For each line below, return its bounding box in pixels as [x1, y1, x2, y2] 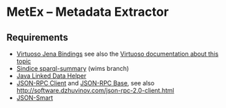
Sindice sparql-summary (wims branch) [16, 65, 130, 72]
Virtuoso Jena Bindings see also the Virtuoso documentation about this [16, 50, 218, 58]
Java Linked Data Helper [16, 72, 87, 80]
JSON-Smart [16, 94, 53, 102]
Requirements [6, 32, 68, 43]
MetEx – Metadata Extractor [6, 4, 169, 20]
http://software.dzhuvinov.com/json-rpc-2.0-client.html [16, 87, 174, 94]
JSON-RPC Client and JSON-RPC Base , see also [16, 79, 155, 87]
